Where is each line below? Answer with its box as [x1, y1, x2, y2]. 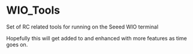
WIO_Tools [6, 4, 61, 17]
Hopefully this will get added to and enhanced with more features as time [6, 34, 188, 42]
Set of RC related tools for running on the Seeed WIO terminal [6, 23, 159, 30]
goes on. [6, 41, 28, 48]
